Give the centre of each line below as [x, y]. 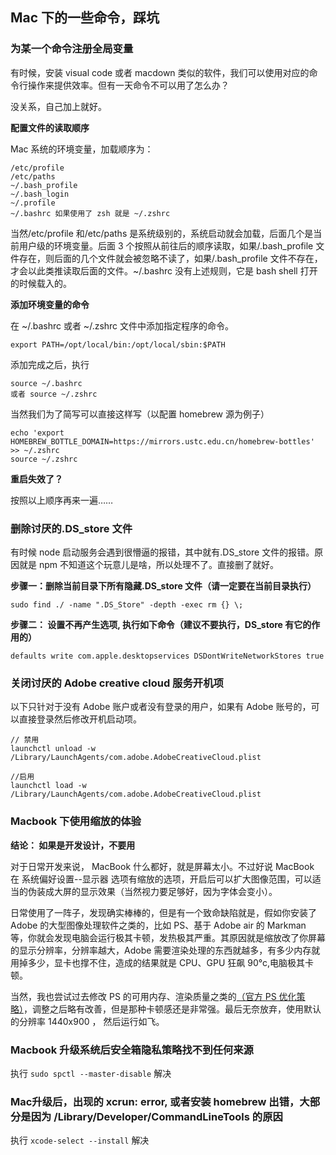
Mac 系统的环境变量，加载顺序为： [82, 149]
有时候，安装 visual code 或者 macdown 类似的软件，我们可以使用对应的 [160, 72]
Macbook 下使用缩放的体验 [76, 821]
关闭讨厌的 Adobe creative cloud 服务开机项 [117, 683]
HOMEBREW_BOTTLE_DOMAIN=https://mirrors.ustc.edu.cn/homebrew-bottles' [162, 441]
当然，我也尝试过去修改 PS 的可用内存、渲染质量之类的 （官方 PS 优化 [153, 996]
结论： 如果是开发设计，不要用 [73, 845]
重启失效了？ [36, 479]
